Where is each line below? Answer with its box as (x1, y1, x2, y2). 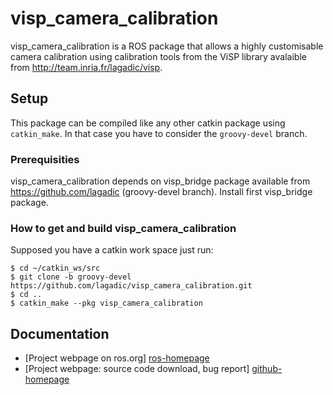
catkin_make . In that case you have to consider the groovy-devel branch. (10, 127, 308, 139)
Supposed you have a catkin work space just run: (10, 244, 214, 256)
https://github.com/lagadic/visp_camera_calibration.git (10, 281, 253, 291)
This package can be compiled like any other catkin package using (10, 117, 286, 129)
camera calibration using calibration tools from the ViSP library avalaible (10, 50, 307, 62)
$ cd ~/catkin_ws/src (10, 263, 101, 274)
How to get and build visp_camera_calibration (10, 221, 237, 235)
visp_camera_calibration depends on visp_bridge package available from (10, 175, 311, 187)
